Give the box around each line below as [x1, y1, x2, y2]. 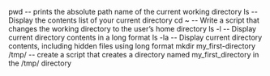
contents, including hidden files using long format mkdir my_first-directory [8, 41, 256, 51]
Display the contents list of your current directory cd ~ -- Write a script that [8, 15, 259, 25]
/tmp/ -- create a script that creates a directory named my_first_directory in [8, 50, 259, 59]
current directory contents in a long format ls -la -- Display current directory [8, 32, 263, 42]
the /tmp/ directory [8, 58, 71, 68]
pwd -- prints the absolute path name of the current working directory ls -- [8, 7, 258, 16]
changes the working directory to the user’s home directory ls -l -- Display [8, 24, 257, 33]
